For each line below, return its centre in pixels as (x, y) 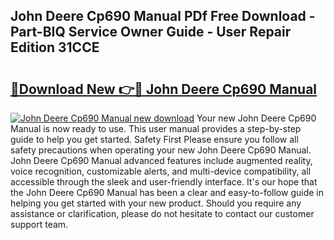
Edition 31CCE (55, 47)
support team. (39, 224)
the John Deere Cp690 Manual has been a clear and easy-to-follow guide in (167, 192)
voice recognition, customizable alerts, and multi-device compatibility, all (161, 171)
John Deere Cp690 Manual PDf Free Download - (163, 16)
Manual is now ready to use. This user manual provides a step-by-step (156, 128)
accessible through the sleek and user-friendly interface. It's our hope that (164, 182)
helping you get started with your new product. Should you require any (156, 203)
